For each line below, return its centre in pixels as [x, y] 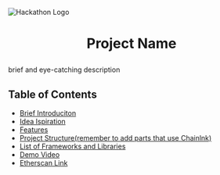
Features [34, 130]
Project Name [132, 44]
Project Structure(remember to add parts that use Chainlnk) [115, 138]
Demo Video [40, 155]
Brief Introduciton [48, 113]
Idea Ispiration [43, 121]
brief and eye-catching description [64, 70]
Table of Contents [53, 94]
